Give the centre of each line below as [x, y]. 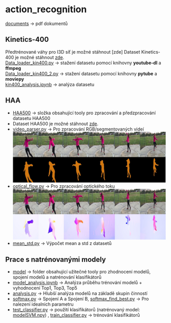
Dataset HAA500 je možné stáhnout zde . [55, 123]
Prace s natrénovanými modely [55, 259]
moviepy [15, 79]
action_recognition [46, 9]
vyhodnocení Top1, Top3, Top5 [45, 288]
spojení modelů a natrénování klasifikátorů [57, 277]
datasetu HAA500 [31, 118]
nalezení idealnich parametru [43, 304]
